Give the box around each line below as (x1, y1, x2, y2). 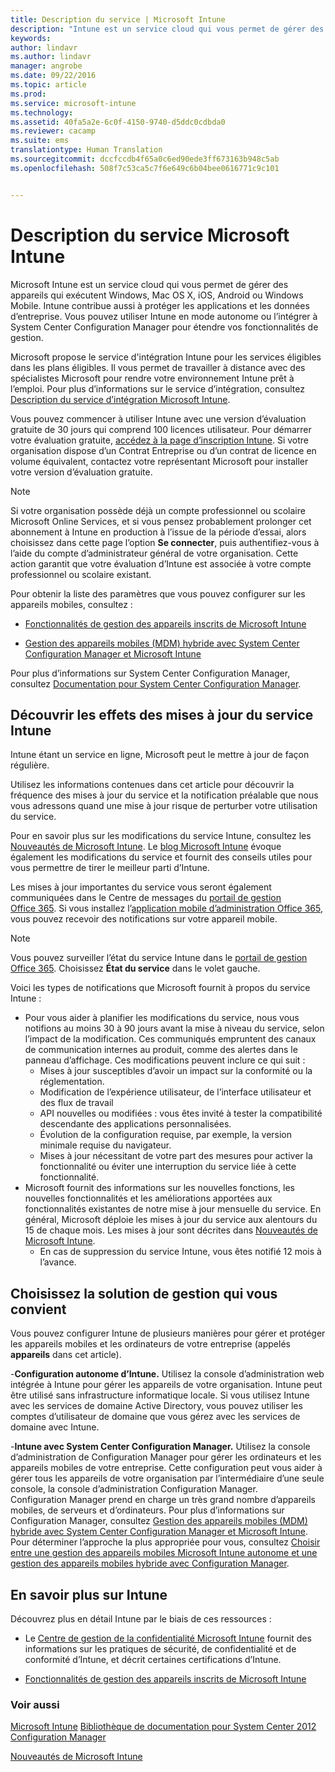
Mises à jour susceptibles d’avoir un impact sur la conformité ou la (39, 1065, 313, 1077)
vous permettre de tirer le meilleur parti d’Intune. (10, 862, 210, 874)
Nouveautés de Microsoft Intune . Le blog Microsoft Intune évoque (10, 841, 282, 853)
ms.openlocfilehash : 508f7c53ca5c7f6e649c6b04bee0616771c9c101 (10, 163, 280, 173)
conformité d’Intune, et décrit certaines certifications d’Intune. (24, 1654, 282, 1665)
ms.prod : (10, 89, 47, 99)
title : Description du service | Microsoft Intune (10, 14, 226, 25)
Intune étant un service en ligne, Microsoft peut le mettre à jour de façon (10, 749, 310, 761)
